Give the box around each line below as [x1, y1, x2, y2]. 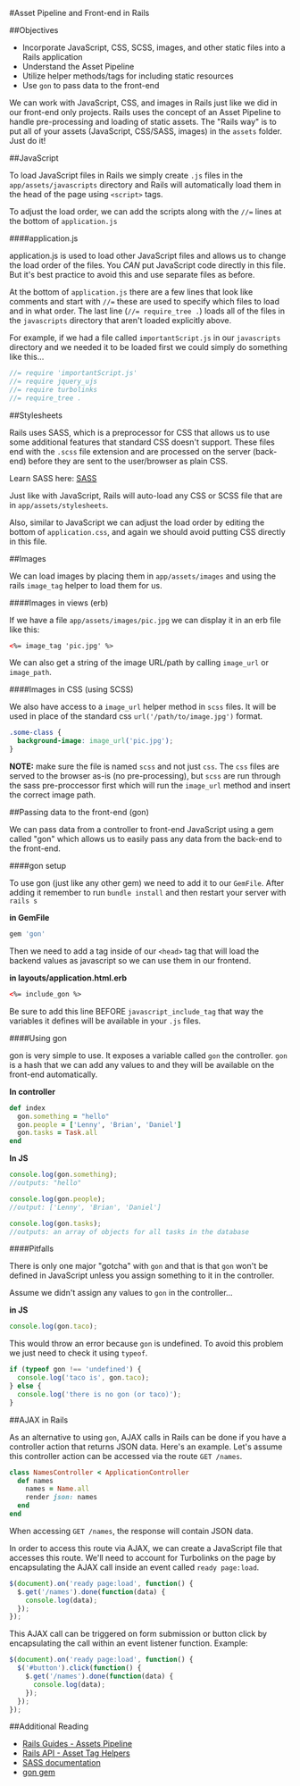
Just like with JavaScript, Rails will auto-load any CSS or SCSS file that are [9, 490, 283, 501]
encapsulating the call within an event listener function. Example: [9, 1638, 248, 1648]
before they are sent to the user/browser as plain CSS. [28, 455, 229, 466]
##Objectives [9, 25, 59, 35]
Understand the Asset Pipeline [21, 62, 135, 71]
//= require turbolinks [9, 385, 98, 394]
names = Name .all [25, 1484, 90, 1494]
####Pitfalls [9, 1243, 54, 1254]
